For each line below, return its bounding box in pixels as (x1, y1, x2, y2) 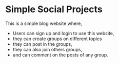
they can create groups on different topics (12, 36, 102, 42)
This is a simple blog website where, (5, 20, 82, 26)
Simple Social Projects (5, 4, 103, 15)
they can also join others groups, (12, 46, 83, 52)
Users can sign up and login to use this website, (12, 30, 114, 36)
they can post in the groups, (12, 41, 73, 47)
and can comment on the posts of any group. (12, 52, 109, 58)
